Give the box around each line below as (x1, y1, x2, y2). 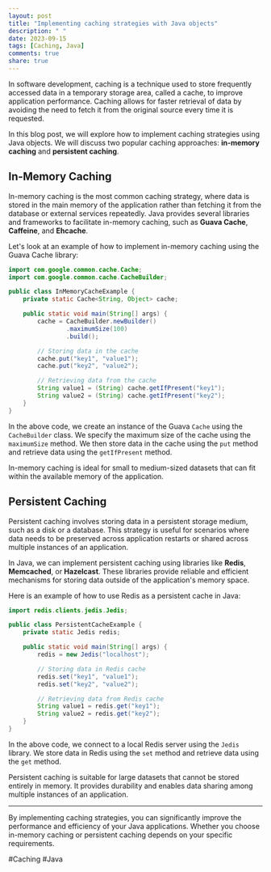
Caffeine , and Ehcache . (8, 226, 89, 235)
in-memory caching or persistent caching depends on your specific (8, 830, 233, 840)
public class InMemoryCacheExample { (8, 288, 135, 296)
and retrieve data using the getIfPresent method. (8, 447, 173, 457)
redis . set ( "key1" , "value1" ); (37, 672, 139, 680)
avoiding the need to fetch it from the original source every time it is (8, 104, 234, 114)
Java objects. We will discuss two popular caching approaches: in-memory (8, 138, 260, 147)
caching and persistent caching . (8, 146, 119, 156)
